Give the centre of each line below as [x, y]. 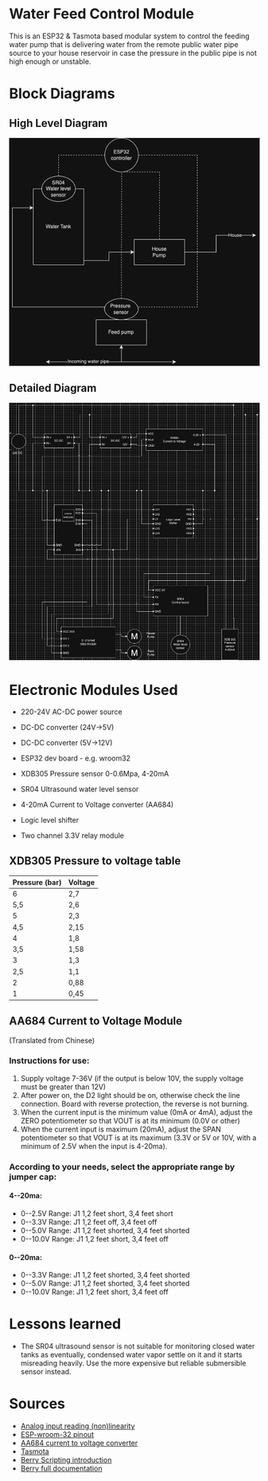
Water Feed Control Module [101, 14]
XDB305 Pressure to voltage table [95, 861]
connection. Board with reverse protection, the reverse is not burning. [135, 1104]
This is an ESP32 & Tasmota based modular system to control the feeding [129, 36]
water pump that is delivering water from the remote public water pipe [124, 44]
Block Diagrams [62, 94]
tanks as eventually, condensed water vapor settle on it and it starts [131, 1355]
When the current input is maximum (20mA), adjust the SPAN [121, 1129]
